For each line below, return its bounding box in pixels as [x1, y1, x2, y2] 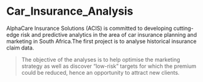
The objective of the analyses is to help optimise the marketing [21, 56, 180, 63]
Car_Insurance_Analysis [6, 4, 134, 18]
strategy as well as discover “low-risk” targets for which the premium [21, 62, 197, 70]
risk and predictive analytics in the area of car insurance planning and [20, 31, 197, 38]
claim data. [6, 44, 34, 51]
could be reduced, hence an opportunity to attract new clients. [21, 69, 180, 76]
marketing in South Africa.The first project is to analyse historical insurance [6, 37, 197, 45]
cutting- [173, 24, 194, 32]
